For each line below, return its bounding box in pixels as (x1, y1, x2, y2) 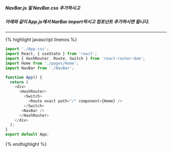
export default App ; (5, 132, 50, 137)
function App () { (5, 75, 42, 80)
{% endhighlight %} (5, 141, 47, 147)
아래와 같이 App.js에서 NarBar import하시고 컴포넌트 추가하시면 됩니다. (5, 18, 150, 25)
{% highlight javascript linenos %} (5, 36, 77, 43)
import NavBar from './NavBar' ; (5, 66, 74, 71)
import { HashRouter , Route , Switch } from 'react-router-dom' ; (5, 56, 145, 61)
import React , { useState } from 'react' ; (5, 51, 97, 56)
